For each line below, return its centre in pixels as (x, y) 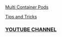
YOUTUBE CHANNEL (31, 29)
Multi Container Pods (27, 7)
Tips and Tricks (21, 17)
